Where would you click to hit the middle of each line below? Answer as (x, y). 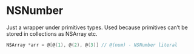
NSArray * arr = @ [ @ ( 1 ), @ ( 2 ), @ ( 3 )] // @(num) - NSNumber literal (92, 45)
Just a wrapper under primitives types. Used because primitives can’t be (97, 27)
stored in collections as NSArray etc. (52, 33)
